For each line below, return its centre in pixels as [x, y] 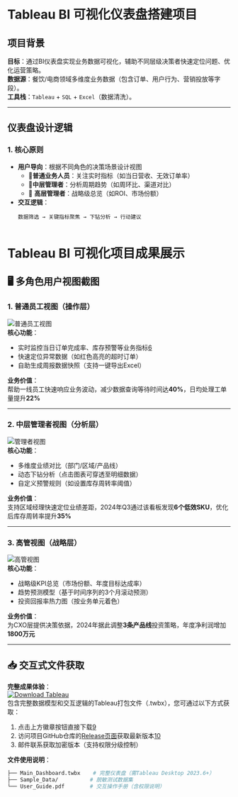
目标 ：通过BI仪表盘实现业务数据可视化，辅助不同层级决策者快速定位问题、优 [119, 61]
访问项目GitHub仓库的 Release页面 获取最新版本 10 [89, 735]
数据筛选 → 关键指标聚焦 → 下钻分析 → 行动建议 [79, 217]
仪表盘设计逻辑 [40, 128]
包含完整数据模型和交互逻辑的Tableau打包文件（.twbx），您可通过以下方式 [115, 703]
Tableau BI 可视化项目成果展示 [96, 253]
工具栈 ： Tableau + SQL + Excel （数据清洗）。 [72, 97]
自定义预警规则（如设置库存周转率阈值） [76, 483]
